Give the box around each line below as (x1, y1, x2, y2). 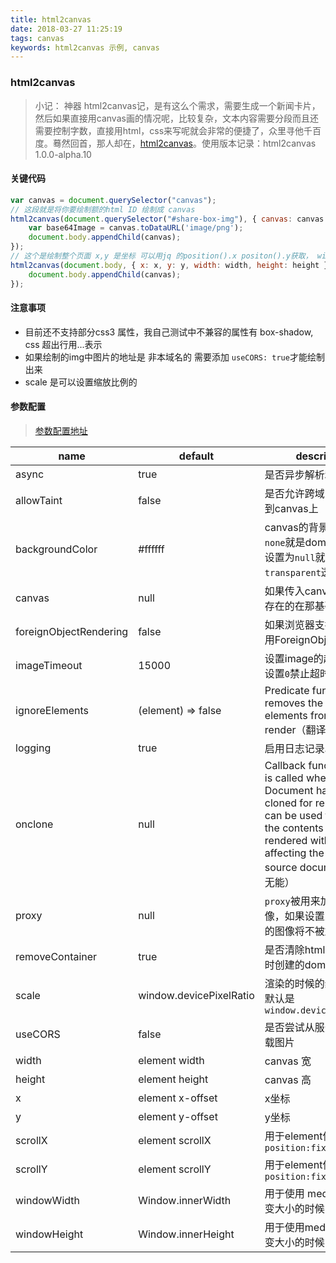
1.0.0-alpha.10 (34, 148, 92, 160)
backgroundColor (15, 542, 98, 556)
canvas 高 (264, 1072, 312, 1086)
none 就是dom (264, 535, 327, 549)
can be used (264, 808, 323, 822)
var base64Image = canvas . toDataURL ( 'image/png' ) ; (28, 223, 244, 233)
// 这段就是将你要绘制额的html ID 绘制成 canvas (10, 204, 196, 215)
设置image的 (264, 651, 324, 665)
